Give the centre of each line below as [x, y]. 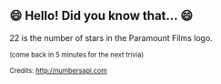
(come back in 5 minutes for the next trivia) [76, 55]
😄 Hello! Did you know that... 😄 [101, 16]
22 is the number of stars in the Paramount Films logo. [111, 37]
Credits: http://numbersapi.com [58, 70]
